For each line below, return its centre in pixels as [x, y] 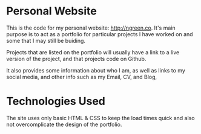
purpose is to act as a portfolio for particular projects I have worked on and [100, 34]
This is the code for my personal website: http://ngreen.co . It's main [91, 28]
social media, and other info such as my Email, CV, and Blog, [82, 77]
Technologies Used [56, 101]
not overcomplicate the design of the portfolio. [64, 124]
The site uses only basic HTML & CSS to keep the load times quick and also [100, 118]
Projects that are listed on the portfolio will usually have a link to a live [93, 52]
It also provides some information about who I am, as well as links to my [96, 70]
